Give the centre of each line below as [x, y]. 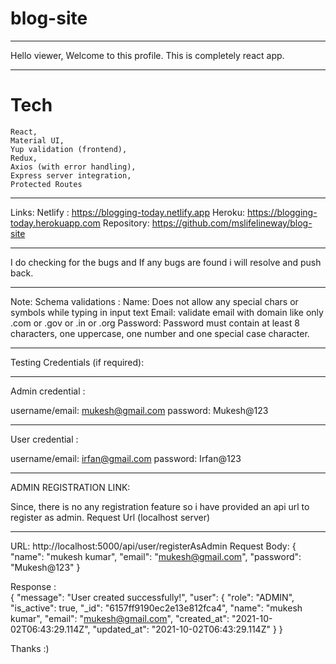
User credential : [44, 439]
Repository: [126, 223]
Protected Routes [46, 184]
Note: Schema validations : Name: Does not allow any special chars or [154, 301]
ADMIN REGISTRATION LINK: [70, 487]
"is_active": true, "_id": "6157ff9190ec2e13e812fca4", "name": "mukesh [156, 608]
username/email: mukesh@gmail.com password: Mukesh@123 [139, 410]
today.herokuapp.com [55, 223]
